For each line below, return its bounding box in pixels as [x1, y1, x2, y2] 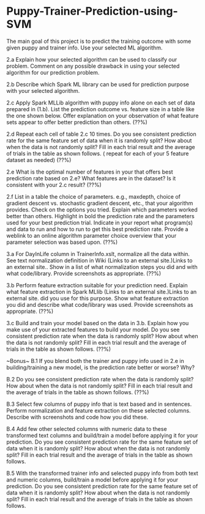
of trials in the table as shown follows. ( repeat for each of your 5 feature [6, 150, 189, 157]
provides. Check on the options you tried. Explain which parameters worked [6, 206, 198, 213]
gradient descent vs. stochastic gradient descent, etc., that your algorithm [6, 199, 193, 207]
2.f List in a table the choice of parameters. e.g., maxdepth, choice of [6, 193, 181, 200]
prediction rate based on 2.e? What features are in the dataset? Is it [6, 174, 176, 182]
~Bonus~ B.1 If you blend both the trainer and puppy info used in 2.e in [6, 357, 185, 364]
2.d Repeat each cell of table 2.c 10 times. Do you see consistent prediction [6, 130, 197, 138]
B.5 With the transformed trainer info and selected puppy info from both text [6, 469, 199, 477]
